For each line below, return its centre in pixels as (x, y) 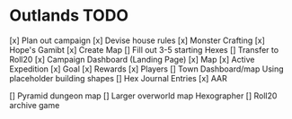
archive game (35, 105)
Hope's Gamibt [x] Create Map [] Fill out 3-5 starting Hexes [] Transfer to (144, 49)
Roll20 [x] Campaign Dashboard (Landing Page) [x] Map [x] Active (132, 59)
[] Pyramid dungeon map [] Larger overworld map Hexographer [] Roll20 (143, 96)
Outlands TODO (69, 16)
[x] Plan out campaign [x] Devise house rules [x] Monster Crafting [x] (137, 40)
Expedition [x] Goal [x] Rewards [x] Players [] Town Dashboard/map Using (147, 69)
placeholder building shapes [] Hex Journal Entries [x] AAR (118, 78)
